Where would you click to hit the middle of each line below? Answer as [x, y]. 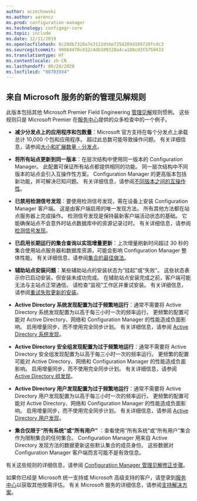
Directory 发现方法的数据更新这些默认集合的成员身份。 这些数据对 [94, 445]
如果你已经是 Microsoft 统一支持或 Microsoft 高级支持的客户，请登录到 [91, 477]
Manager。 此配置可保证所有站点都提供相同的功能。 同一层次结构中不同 [101, 167]
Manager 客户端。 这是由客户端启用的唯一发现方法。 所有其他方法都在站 [102, 209]
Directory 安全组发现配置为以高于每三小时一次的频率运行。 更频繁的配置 [102, 354]
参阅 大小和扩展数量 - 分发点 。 [66, 147]
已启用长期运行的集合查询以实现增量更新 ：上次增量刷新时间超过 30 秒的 [101, 243]
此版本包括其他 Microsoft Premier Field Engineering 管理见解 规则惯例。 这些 [98, 112]
